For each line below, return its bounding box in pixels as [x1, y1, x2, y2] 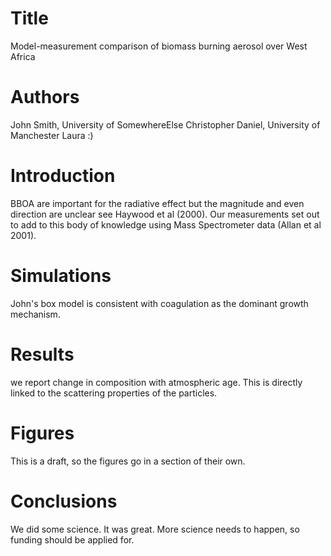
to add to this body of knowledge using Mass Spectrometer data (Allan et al [10, 218, 322, 231]
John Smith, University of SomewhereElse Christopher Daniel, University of [10, 118, 321, 131]
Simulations [10, 265, 112, 287]
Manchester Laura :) [10, 129, 94, 141]
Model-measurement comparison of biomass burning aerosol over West [10, 40, 308, 52]
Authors [10, 86, 80, 109]
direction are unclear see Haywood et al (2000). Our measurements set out [10, 208, 320, 220]
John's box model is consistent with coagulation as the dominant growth [10, 297, 309, 309]
